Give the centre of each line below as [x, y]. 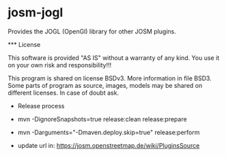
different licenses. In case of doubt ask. [63, 93]
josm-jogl [36, 13]
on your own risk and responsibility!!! [60, 65]
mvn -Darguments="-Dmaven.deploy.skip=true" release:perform [109, 132]
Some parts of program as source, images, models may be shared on [105, 85]
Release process [41, 106]
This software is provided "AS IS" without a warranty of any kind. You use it [114, 58]
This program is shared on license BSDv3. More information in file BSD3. [110, 78]
